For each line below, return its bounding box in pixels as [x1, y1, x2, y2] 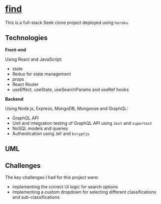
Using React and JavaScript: [5, 56, 63, 62]
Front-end [5, 46, 26, 52]
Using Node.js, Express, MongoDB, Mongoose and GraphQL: [5, 105, 129, 111]
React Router [12, 81, 39, 87]
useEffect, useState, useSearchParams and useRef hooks [12, 87, 129, 92]
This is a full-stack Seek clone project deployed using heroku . [5, 20, 129, 25]
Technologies [5, 34, 48, 42]
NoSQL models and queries [12, 125, 68, 131]
